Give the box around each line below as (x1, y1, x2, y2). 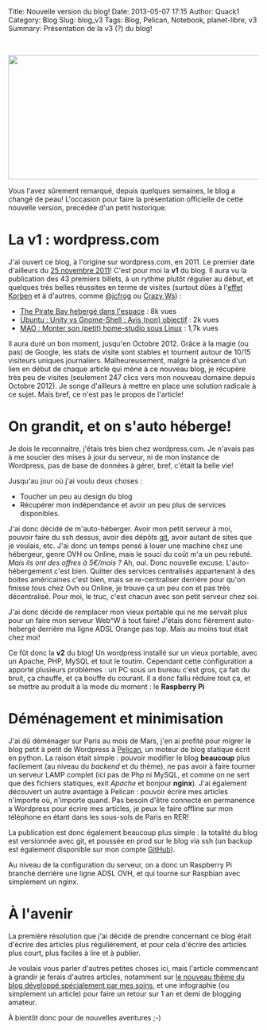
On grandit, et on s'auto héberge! (8, 417, 232, 436)
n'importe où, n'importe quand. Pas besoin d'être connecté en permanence (8, 795, 256, 805)
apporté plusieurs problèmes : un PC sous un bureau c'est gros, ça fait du (8, 664, 250, 674)
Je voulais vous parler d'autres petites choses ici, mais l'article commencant (8, 963, 259, 973)
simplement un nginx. (8, 876, 79, 887)
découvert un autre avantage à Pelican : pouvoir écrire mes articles (8, 786, 229, 796)
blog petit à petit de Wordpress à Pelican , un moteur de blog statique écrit (8, 744, 250, 754)
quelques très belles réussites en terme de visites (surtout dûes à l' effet (8, 282, 243, 292)
